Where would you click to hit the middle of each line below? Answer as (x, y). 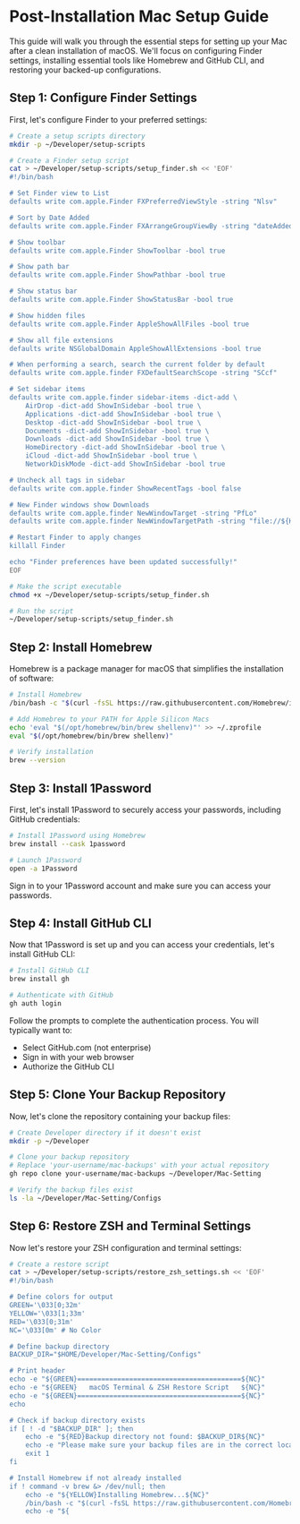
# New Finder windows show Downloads (79, 505)
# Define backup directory (59, 1346)
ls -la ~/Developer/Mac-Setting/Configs (86, 1198)
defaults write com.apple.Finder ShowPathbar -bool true (117, 275)
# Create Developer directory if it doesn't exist (105, 1133)
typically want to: (41, 1030)
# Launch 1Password (46, 860)
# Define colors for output (62, 1297)
